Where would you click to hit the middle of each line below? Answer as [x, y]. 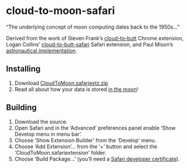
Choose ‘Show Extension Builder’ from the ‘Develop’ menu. [85, 140]
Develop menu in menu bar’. [48, 134]
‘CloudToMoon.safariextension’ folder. [60, 152]
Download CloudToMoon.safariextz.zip [61, 83]
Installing [23, 69]
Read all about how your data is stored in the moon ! [76, 89]
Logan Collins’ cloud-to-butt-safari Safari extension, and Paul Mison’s [90, 44]
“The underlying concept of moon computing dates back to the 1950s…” [93, 27]
